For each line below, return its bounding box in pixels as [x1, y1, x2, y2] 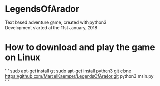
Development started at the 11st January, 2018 [5, 24, 98, 30]
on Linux [5, 52, 40, 63]
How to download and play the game [5, 42, 155, 53]
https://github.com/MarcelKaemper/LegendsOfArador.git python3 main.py [5, 73, 154, 79]
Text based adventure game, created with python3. [5, 19, 108, 25]
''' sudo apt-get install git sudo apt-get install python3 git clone [5, 68, 131, 74]
